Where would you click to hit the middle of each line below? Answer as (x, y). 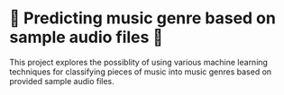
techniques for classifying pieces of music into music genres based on (141, 72)
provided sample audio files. (62, 81)
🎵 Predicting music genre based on (143, 18)
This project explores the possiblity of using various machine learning (139, 62)
